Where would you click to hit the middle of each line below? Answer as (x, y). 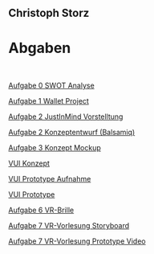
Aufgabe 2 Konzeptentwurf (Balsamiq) (72, 133)
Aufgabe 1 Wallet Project (49, 101)
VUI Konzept (29, 163)
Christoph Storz (49, 13)
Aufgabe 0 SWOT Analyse (51, 86)
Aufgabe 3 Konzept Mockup (55, 148)
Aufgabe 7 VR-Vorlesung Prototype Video (77, 241)
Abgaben (40, 48)
